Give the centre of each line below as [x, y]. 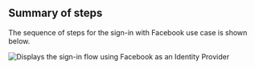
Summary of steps [56, 13]
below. [19, 41]
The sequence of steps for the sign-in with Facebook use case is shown [128, 32]
